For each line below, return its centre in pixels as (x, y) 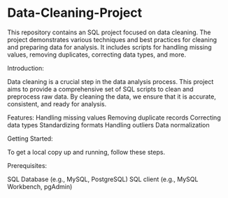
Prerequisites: (27, 165)
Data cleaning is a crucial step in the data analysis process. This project (111, 81)
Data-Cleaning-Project (74, 13)
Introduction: (26, 68)
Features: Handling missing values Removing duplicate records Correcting (114, 118)
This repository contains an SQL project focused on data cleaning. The (109, 32)
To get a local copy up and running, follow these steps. (86, 152)
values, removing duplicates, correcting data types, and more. (97, 55)
